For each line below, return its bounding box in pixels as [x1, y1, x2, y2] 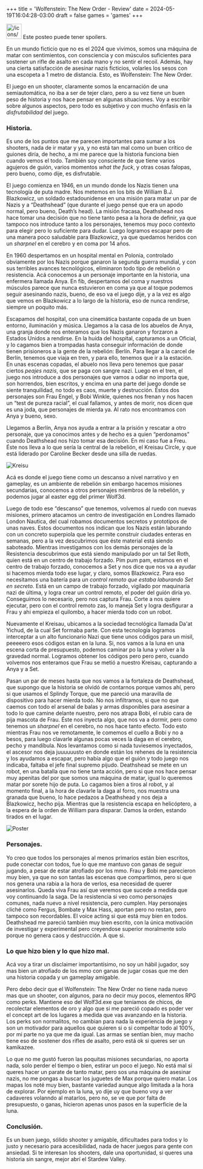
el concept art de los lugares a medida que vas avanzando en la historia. [6, 1011, 187, 1019]
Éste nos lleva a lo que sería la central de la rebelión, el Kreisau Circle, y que [6, 444, 197, 451]
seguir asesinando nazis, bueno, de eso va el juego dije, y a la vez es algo [6, 290, 191, 298]
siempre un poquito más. [6, 304, 68, 311]
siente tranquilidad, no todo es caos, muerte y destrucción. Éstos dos [6, 387, 180, 394]
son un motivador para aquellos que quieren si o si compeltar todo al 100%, [6, 1024, 195, 1031]
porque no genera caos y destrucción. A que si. [6, 932, 125, 939]
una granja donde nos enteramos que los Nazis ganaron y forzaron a [6, 328, 178, 335]
